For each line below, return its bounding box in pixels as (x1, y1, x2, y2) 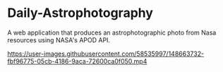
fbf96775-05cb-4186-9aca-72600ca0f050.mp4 (7, 56, 147, 65)
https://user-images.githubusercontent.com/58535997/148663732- (7, 49, 205, 58)
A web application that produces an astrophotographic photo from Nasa (7, 28, 217, 37)
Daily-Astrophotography (7, 5, 154, 21)
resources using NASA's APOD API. (7, 35, 111, 44)
